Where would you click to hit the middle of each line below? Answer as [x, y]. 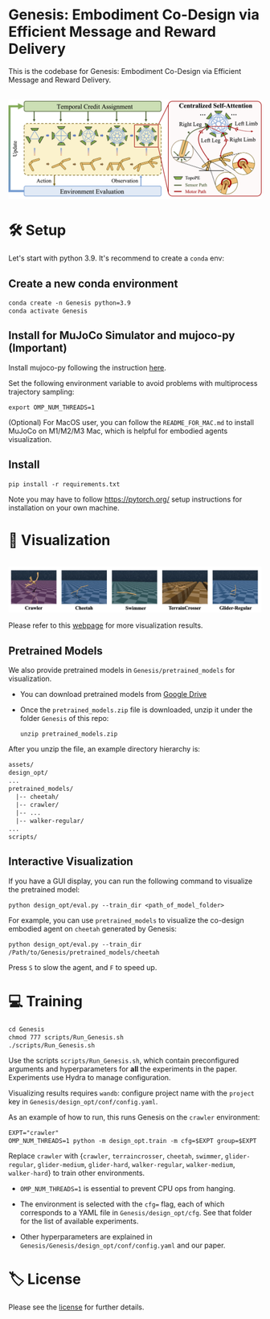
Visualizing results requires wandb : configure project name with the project [131, 1093]
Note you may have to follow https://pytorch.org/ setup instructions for [125, 499]
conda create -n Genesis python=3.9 [70, 303]
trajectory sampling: [41, 391]
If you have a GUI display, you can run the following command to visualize [131, 881]
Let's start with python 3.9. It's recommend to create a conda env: [117, 258]
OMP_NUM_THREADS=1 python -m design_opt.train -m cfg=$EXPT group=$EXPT [133, 1141]
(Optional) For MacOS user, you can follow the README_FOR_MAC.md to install [131, 422]
